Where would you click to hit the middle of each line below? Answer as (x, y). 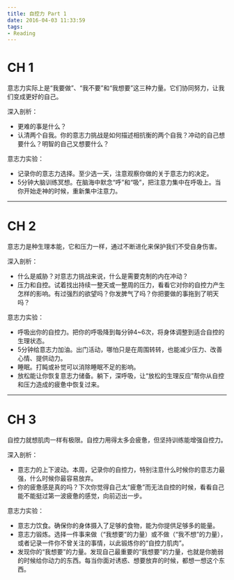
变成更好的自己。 (38, 97)
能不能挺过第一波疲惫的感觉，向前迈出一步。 (81, 496)
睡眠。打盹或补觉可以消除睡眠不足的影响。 (78, 367)
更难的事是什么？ (42, 126)
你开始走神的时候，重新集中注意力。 (69, 191)
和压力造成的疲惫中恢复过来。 (60, 384)
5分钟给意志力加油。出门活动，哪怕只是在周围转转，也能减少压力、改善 (120, 349)
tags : (15, 27)
